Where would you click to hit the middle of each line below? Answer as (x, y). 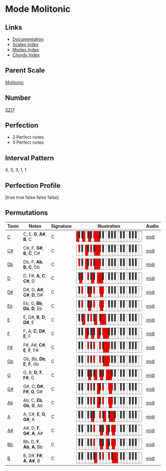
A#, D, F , (32, 428)
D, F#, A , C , (35, 276)
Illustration (109, 226)
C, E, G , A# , (35, 234)
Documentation (28, 39)
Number (18, 98)
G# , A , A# (33, 433)
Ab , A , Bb (33, 447)
